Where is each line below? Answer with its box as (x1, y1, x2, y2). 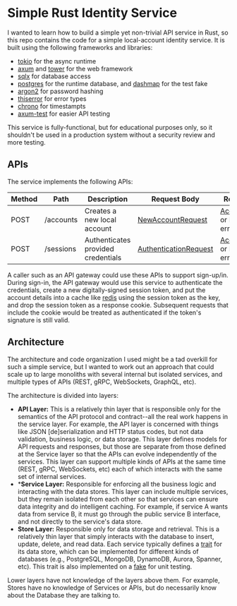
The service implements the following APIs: (7, 177, 133, 186)
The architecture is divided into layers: (7, 391, 119, 399)
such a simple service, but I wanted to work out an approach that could (7, 362, 214, 371)
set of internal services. (17, 472, 87, 480)
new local (84, 214, 116, 224)
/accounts (44, 214, 78, 224)
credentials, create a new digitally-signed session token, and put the (7, 286, 206, 294)
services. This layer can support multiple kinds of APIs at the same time (17, 457, 226, 466)
